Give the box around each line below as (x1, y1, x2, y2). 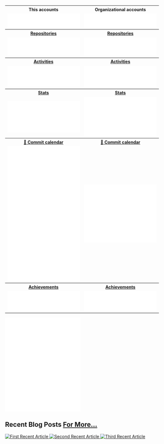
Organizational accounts (95, 6, 146, 12)
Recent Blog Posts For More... (5, 421, 98, 429)
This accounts (28, 6, 59, 12)
